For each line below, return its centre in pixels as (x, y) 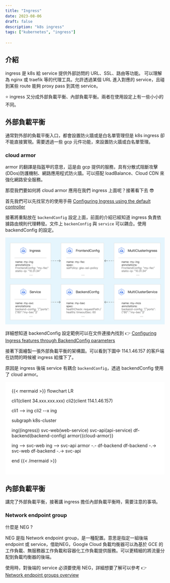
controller (15, 207)
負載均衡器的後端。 (34, 557)
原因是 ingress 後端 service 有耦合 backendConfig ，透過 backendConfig (79, 368)
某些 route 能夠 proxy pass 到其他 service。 (55, 86)
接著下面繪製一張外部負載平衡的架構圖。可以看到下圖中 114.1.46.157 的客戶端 (85, 351)
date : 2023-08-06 (24, 16)
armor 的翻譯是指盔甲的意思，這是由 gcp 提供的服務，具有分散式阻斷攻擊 (82, 167)
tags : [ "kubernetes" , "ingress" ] (40, 32)
